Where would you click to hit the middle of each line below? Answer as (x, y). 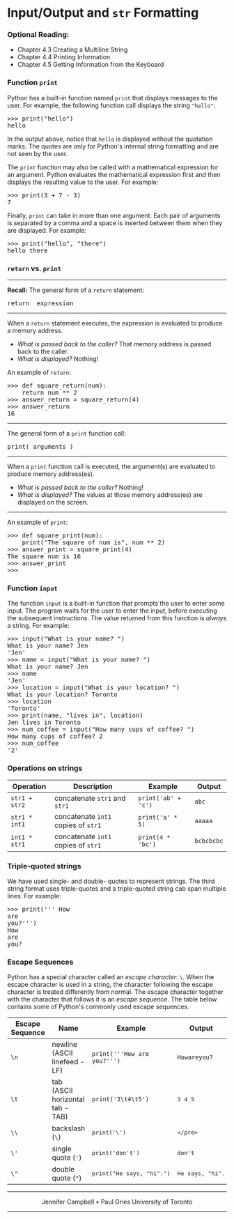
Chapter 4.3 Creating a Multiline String (72, 49)
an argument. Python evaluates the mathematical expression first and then (114, 174)
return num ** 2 (50, 393)
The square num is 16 (44, 557)
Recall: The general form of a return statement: (76, 290)
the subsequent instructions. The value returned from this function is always (117, 618)
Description (93, 786)
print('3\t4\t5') (120, 1099)
